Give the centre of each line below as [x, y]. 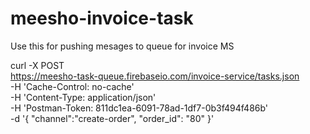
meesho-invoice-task [102, 18]
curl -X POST [37, 65]
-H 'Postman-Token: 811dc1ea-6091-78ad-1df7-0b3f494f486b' [139, 108]
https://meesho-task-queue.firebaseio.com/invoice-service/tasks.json [155, 76]
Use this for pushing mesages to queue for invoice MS [122, 46]
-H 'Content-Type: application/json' [83, 97]
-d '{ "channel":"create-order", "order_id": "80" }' [112, 118]
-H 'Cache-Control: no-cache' [72, 86]
